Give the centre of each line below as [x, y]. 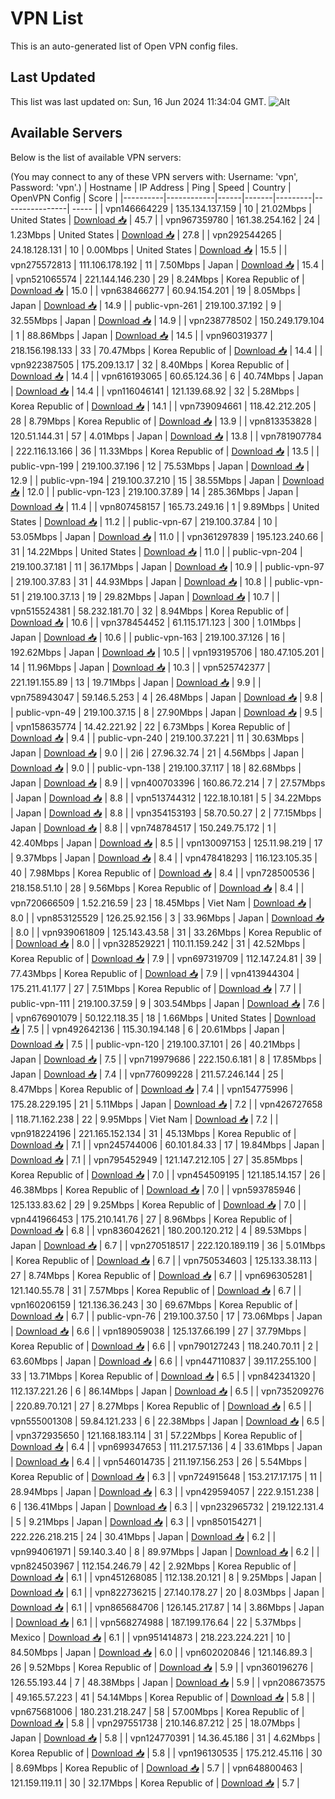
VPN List [47, 18]
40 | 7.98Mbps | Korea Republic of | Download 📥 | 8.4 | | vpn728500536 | [162, 873]
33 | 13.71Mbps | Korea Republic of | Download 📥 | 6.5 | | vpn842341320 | [163, 1376]
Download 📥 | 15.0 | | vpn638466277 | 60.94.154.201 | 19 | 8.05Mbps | [155, 290]
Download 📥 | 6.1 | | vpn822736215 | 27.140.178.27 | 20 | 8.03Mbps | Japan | [167, 1592]
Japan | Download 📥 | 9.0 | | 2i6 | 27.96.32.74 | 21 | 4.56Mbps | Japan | [157, 753]
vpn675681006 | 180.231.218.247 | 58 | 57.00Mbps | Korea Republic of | [157, 1711]
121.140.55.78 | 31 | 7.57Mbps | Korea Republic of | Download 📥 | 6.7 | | [156, 1290]
